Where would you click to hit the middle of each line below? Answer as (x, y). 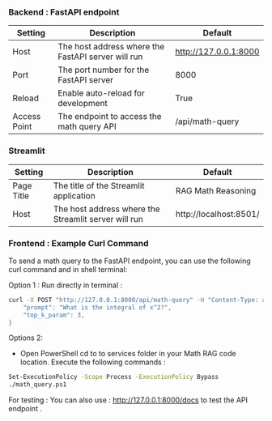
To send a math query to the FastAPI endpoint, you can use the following (130, 261)
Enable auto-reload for (102, 93)
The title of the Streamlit (99, 185)
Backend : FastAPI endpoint (64, 12)
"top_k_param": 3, (54, 315)
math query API (87, 126)
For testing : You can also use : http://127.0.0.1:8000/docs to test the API (128, 400)
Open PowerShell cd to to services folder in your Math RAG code (128, 354)
